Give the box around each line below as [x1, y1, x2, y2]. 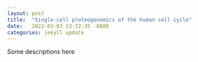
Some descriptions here [7, 48, 75, 56]
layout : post [7, 10, 45, 17]
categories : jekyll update [7, 29, 85, 36]
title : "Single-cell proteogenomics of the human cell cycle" [7, 16, 192, 23]
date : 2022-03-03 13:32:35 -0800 [7, 22, 109, 29]
